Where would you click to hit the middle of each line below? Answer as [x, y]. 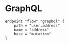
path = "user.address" [37, 25]
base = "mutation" [33, 34]
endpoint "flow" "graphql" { [35, 21]
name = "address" [32, 30]
